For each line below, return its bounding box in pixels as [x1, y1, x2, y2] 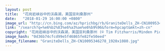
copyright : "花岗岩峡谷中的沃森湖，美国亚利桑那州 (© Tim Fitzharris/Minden [5, 30, 152, 34]
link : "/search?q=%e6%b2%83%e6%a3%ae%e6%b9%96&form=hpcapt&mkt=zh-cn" [5, 25, 153, 30]
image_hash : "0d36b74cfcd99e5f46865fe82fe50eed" [5, 34, 107, 39]
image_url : [5, 20, 27, 26]
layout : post [5, 7, 32, 12]
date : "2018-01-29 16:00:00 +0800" [5, 16, 82, 21]
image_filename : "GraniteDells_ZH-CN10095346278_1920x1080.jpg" [5, 39, 139, 44]
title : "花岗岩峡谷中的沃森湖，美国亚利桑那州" [5, 12, 93, 17]
